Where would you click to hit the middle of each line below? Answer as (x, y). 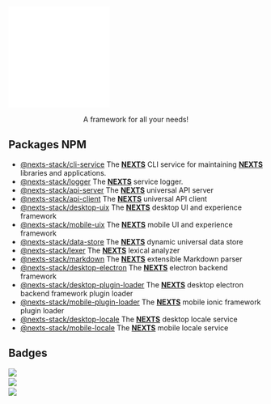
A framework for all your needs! (136, 119)
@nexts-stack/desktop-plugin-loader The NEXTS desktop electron (132, 284)
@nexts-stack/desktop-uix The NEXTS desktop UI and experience (131, 207)
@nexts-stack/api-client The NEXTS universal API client (114, 198)
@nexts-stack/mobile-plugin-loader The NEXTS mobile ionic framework (140, 302)
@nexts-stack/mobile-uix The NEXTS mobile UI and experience (126, 224)
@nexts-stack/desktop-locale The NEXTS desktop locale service (129, 319)
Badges (28, 353)
